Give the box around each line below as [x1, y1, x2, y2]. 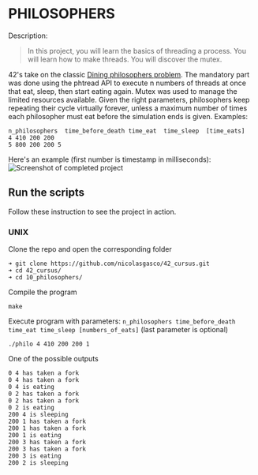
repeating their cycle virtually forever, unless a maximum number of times [8, 103, 248, 113]
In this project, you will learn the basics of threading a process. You [27, 46, 247, 55]
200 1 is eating [8, 432, 62, 439]
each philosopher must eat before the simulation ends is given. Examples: [8, 111, 249, 121]
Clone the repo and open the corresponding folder [8, 245, 172, 254]
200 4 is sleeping [8, 411, 69, 419]
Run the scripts [8, 186, 85, 200]
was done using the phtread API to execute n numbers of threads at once [8, 78, 247, 88]
